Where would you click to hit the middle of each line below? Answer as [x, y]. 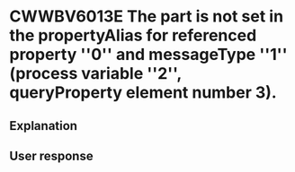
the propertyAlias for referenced [133, 35]
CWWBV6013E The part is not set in [147, 17]
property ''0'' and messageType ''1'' [148, 55]
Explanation [44, 126]
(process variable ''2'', [96, 74]
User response [51, 155]
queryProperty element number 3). [143, 93]
